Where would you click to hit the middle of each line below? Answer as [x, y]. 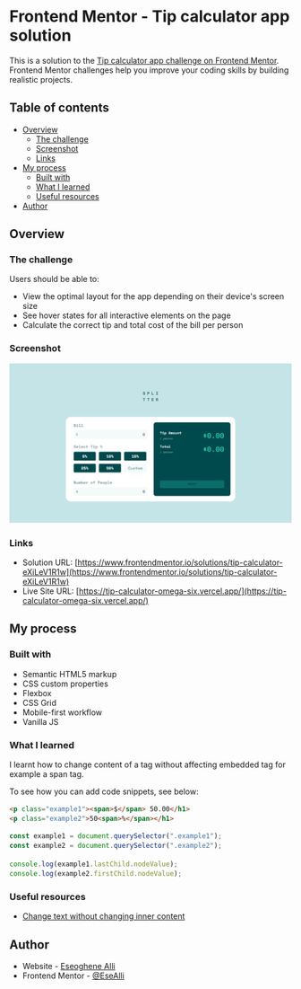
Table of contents [59, 108]
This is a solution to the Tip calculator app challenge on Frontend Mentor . [144, 60]
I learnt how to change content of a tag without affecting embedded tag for [148, 764]
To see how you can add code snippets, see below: [104, 791]
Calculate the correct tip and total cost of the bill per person [133, 325]
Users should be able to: [55, 279]
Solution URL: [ [50, 562]
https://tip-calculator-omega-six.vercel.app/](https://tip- [183, 591]
